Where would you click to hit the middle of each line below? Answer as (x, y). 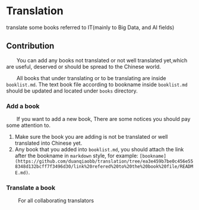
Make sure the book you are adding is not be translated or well (91, 137)
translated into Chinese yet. (48, 143)
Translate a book (31, 187)
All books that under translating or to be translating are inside (91, 78)
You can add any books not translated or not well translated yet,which (102, 60)
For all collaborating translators (56, 201)
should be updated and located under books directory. (72, 91)
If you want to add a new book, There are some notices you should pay (104, 119)
